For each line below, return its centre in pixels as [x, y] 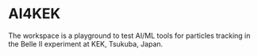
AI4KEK [35, 14]
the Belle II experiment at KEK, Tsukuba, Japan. [86, 43]
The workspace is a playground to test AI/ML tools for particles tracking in [129, 35]
